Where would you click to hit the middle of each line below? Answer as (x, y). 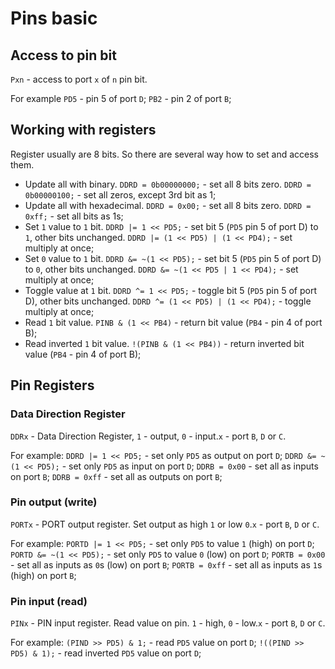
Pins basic (54, 18)
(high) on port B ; (43, 575)
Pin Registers (52, 385)
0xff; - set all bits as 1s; (74, 216)
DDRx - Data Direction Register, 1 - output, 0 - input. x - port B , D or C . (148, 436)
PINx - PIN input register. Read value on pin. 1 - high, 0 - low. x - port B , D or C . (168, 623)
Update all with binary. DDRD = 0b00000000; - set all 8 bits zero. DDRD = (168, 184)
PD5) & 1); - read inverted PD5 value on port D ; (106, 653)
